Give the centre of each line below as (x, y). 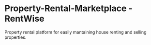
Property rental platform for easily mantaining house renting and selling (75, 32)
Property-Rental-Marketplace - (68, 8)
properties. (15, 37)
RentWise (24, 19)
